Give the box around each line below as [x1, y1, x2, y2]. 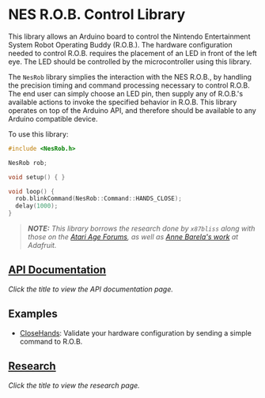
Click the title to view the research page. [8, 381, 140, 390]
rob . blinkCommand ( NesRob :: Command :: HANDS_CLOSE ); [15, 195, 182, 203]
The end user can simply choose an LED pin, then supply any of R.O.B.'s [8, 88, 244, 98]
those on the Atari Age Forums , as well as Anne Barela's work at [27, 232, 239, 242]
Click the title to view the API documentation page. [8, 284, 174, 294]
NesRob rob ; [8, 159, 47, 167]
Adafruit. [27, 241, 57, 250]
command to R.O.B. [19, 336, 83, 346]
